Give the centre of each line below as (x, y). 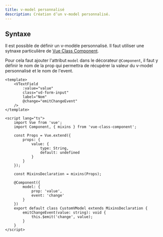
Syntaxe (18, 34)
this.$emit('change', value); (62, 217)
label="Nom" (35, 97)
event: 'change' (48, 196)
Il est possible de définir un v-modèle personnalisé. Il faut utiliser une (75, 46)
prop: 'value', (47, 191)
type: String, (54, 148)
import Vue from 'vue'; (38, 123)
